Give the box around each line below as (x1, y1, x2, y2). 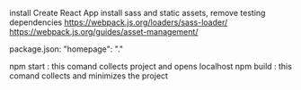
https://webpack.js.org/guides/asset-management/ (9, 27, 199, 37)
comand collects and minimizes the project (9, 70, 169, 81)
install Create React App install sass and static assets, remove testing (9, 8, 266, 18)
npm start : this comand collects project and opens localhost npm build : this (9, 61, 292, 71)
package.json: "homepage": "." (9, 44, 124, 54)
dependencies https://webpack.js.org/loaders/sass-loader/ (9, 17, 228, 28)
